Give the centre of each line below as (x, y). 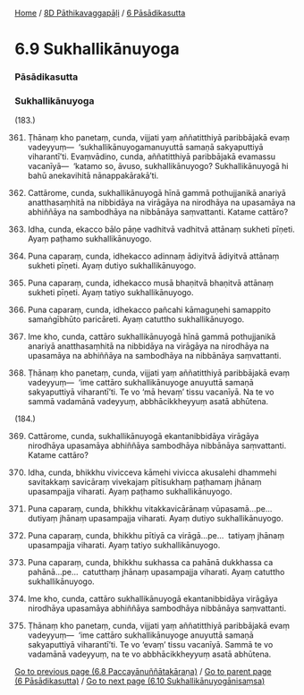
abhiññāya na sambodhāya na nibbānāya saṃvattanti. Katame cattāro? (158, 212)
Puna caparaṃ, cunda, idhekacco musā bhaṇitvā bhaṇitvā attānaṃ (150, 283)
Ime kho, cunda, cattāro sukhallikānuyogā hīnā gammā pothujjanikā (152, 337)
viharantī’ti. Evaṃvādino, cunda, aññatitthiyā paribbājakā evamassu (152, 157)
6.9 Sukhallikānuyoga (97, 49)
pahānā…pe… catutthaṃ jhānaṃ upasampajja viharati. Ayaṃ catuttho (156, 572)
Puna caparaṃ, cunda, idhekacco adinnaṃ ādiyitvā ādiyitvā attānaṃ (153, 256)
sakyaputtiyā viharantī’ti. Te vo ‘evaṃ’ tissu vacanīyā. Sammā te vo (150, 645)
